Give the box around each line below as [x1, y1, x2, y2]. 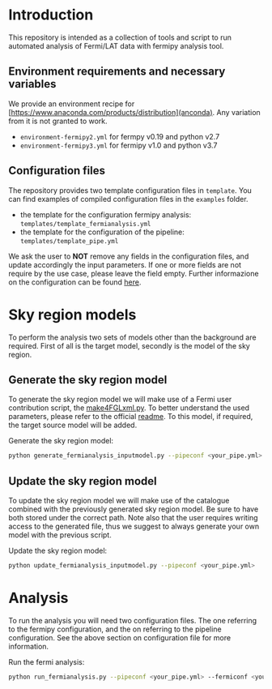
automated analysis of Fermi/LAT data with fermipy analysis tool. [8, 41, 224, 50]
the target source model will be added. [8, 420, 138, 430]
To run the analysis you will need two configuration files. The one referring [8, 615, 257, 625]
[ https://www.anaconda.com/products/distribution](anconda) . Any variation [8, 107, 261, 117]
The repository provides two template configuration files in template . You [8, 185, 253, 195]
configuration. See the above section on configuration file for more [8, 632, 232, 642]
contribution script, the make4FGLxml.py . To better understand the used [8, 403, 249, 413]
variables [8, 77, 57, 91]
